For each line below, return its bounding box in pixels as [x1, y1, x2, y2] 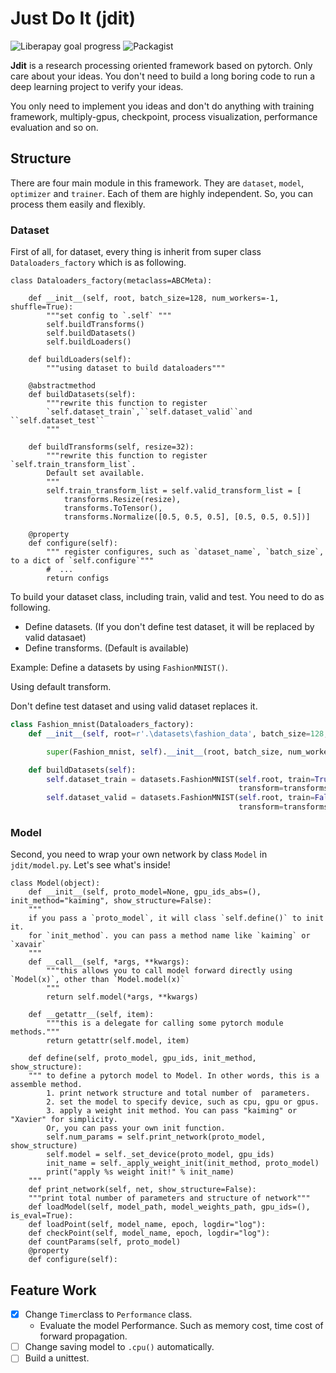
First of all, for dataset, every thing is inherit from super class [10, 246, 262, 258]
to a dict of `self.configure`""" [10, 556, 155, 566]
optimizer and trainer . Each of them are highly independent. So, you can [10, 187, 313, 199]
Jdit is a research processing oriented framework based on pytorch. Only [10, 59, 313, 71]
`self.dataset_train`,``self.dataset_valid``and [46, 407, 253, 417]
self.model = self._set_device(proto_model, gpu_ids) [46, 1150, 275, 1160]
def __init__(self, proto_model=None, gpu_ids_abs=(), [28, 887, 262, 897]
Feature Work [10, 1282, 97, 1299]
